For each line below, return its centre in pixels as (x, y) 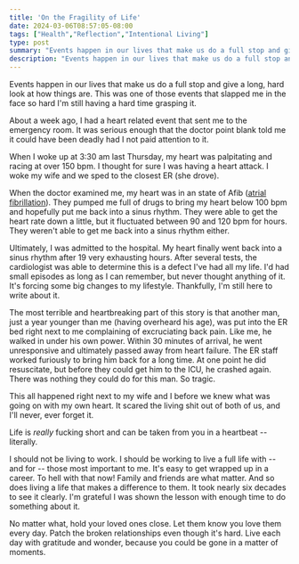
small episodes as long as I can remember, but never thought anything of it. (148, 276)
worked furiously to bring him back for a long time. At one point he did (138, 360)
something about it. (44, 506)
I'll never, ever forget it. (52, 415)
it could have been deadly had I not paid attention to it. (109, 139)
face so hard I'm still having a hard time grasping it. (103, 103)
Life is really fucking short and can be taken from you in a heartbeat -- (138, 432)
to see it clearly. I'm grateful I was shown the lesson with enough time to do (148, 497)
